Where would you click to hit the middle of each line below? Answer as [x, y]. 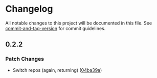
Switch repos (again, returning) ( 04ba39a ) [57, 70]
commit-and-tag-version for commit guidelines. [55, 28]
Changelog [29, 9]
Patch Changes [25, 59]
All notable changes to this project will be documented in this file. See [79, 23]
